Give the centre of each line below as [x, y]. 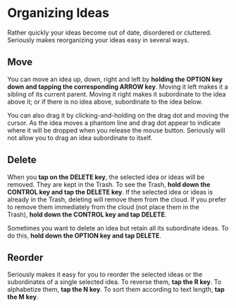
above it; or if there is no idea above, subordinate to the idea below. [105, 101]
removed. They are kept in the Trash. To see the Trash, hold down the [109, 184]
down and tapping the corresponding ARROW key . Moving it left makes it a [118, 87]
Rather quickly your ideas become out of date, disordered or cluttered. [110, 32]
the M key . [23, 297]
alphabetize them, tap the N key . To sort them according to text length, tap [116, 290]
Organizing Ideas [58, 13]
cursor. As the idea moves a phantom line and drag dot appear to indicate [114, 123]
